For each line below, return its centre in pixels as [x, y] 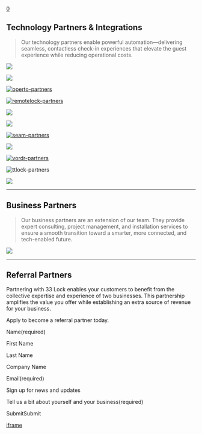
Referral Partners [39, 275]
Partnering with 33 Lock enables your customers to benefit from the [90, 290]
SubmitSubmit [24, 414]
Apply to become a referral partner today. [58, 320]
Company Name [26, 367]
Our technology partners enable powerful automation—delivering [102, 42]
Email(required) [25, 379]
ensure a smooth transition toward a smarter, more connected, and [104, 233]
